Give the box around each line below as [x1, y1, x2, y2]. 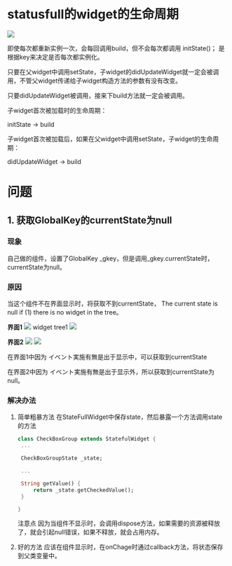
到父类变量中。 [17, 551, 61, 560]
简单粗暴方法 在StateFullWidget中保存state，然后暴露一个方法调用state [17, 413, 223, 421]
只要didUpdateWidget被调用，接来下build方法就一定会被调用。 [7, 91, 189, 99]
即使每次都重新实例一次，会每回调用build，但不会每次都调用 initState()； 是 [7, 43, 226, 53]
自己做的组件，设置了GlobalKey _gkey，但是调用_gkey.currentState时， [7, 254, 214, 263]
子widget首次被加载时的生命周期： [7, 106, 107, 114]
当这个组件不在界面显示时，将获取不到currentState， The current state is [7, 299, 219, 308]
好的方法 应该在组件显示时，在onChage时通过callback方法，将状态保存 [17, 543, 224, 551]
